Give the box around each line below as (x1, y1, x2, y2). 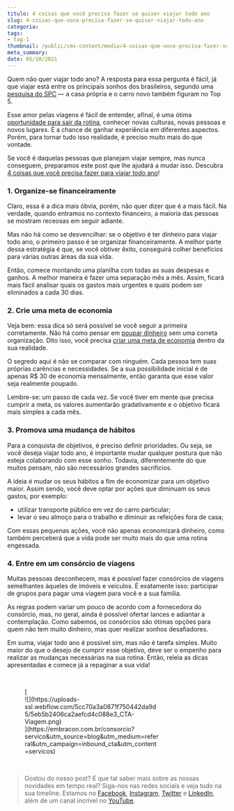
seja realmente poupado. (7, 380, 79, 388)
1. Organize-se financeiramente (7, 186, 116, 195)
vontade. (7, 140, 33, 149)
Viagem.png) (24, 717, 62, 726)
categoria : (7, 23, 39, 30)
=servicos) (24, 747, 56, 755)
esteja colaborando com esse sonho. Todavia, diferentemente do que (7, 456, 207, 464)
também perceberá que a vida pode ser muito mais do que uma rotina (7, 533, 208, 542)
